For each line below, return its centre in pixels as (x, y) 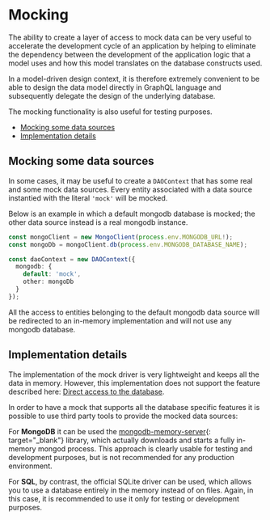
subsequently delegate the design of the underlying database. (112, 95)
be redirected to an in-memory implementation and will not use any (120, 320)
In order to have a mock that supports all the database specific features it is (134, 407)
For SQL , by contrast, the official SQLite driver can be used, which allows (130, 481)
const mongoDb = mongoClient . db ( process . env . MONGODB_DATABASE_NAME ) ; (128, 244)
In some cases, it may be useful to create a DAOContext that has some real (131, 180)
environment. (30, 466)
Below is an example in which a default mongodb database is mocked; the (132, 213)
